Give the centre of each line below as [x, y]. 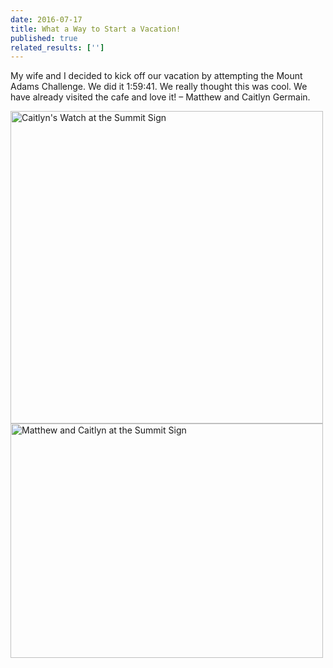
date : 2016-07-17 [46, 19]
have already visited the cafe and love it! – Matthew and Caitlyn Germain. [160, 97]
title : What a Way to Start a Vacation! [96, 29]
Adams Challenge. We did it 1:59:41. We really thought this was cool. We [159, 87]
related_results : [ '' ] [57, 47]
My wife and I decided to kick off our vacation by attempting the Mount [156, 76]
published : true [44, 38]
